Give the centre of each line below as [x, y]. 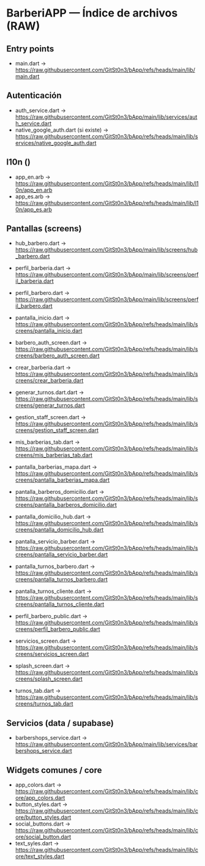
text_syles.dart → [37, 843]
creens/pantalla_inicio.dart [49, 331]
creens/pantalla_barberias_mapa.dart [62, 480]
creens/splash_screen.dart [49, 679]
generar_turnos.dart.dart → [50, 392]
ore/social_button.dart [43, 837]
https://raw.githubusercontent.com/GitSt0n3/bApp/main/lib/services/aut [106, 117]
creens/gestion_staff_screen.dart [57, 430]
